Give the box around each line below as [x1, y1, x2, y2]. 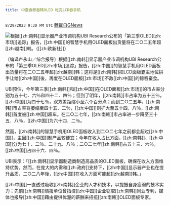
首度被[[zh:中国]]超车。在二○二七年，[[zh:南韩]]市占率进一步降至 [13, 111, 149, 117]
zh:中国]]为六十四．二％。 [30, 117, 85, 124]
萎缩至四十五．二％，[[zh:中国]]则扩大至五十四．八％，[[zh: [30, 105, 155, 111]
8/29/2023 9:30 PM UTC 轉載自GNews [5, 22, 83, 28]
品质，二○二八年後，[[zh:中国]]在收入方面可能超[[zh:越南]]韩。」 [9, 171, 144, 177]
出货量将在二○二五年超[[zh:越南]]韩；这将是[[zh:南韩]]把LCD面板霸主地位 [5, 69, 159, 75]
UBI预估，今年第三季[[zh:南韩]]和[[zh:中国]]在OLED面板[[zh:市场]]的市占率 [5, 86, 160, 92]
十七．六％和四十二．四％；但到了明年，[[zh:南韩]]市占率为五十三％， [18, 92, 164, 98]
